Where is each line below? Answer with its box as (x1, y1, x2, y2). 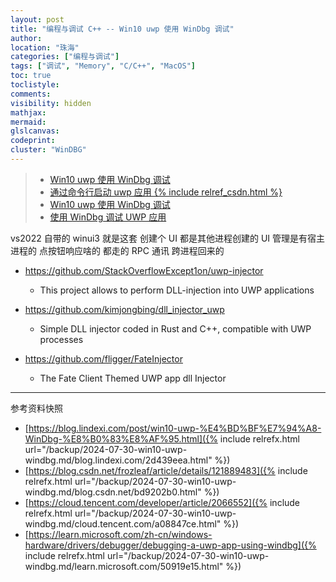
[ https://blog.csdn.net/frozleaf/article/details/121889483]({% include (24, 464, 308, 476)
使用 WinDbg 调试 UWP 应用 (49, 211, 167, 223)
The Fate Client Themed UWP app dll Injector (39, 372, 227, 384)
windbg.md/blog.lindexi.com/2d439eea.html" (24, 454, 213, 466)
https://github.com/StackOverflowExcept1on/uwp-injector (24, 264, 264, 276)
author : (10, 33, 43, 43)
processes (39, 333, 84, 345)
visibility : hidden (10, 98, 92, 108)
